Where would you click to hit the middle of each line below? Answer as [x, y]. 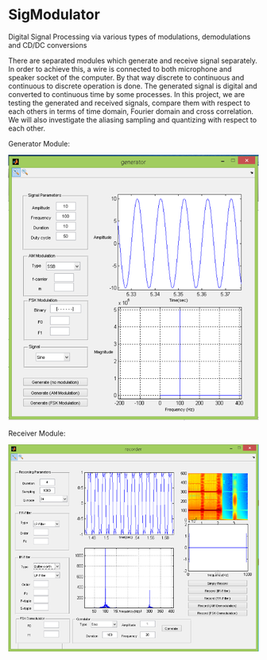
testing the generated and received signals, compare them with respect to [129, 103]
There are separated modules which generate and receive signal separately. [133, 61]
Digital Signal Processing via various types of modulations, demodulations [130, 37]
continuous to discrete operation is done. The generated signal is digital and [133, 86]
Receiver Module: [37, 433]
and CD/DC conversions [48, 45]
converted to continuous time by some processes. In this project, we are [126, 94]
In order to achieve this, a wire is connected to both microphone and [120, 68]
